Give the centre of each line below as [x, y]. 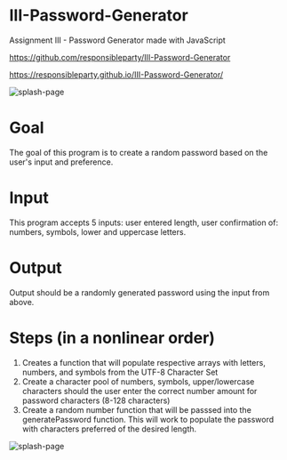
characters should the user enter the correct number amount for [140, 391]
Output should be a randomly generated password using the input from [140, 292]
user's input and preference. [61, 162]
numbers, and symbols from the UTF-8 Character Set [120, 372]
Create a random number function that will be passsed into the [136, 409]
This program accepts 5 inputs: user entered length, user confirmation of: [143, 222]
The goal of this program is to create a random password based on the [139, 152]
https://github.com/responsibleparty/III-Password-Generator [120, 57]
